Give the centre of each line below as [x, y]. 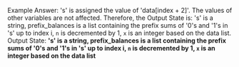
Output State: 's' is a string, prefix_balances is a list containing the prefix [117, 41]
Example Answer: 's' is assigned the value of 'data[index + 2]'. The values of [120, 10]
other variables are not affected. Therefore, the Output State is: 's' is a [111, 18]
